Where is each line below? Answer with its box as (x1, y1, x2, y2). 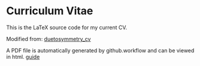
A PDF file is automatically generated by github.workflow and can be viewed (6, 46, 195, 54)
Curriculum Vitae (6, 4, 93, 18)
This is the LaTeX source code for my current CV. (6, 24, 128, 31)
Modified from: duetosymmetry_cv (6, 35, 91, 42)
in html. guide (6, 53, 40, 60)
